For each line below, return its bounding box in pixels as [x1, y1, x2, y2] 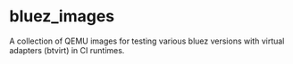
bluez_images [9, 6, 115, 27]
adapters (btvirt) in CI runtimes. [9, 44, 125, 55]
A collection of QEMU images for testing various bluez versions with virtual [9, 36, 285, 46]
